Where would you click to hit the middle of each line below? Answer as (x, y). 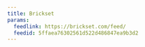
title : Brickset (31, 13)
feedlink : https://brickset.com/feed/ (70, 26)
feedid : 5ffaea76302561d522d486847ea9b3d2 (76, 33)
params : (18, 20)
